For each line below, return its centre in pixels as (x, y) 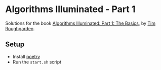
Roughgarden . (20, 28)
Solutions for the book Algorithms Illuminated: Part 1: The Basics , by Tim (80, 23)
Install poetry (26, 56)
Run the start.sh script (37, 62)
